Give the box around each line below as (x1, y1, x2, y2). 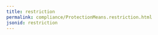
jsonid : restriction (6, 20, 58, 26)
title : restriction (6, 8, 55, 15)
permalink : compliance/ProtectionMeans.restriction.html (6, 14, 153, 20)
